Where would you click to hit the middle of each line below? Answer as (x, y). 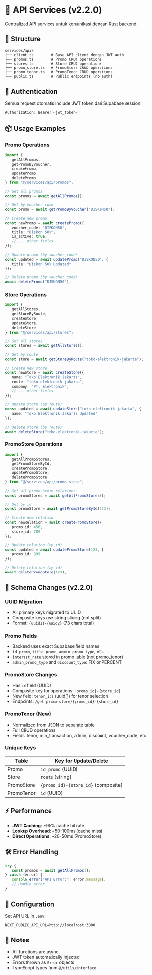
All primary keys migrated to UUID (47, 612)
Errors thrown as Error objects (43, 962)
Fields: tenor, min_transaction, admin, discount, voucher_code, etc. (80, 735)
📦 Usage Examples (36, 128)
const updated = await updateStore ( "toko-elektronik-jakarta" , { (73, 409)
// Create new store (26, 368)
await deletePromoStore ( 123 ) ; (36, 572)
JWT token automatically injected (46, 957)
